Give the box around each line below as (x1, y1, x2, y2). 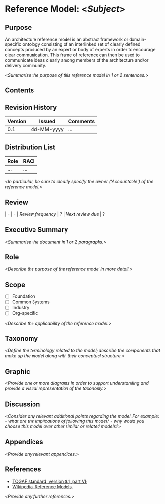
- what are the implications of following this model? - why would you (5, 418, 144, 424)
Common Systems (12, 299, 50, 305)
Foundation (12, 294, 35, 299)
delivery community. (5, 63, 47, 68)
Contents (5, 86, 34, 95)
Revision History (5, 103, 57, 112)
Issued (39, 118, 56, 125)
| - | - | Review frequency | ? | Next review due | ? (5, 211, 105, 217)
